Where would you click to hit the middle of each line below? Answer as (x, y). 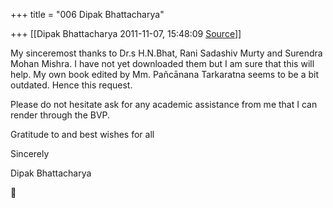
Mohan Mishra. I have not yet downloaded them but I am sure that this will (162, 63)
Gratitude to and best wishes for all (82, 134)
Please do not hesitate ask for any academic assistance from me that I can (164, 104)
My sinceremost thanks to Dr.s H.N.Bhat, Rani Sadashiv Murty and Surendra (166, 53)
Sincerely (30, 153)
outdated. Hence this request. (71, 85)
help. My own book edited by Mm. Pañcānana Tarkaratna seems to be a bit (164, 74)
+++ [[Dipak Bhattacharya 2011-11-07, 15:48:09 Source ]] (126, 33)
